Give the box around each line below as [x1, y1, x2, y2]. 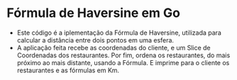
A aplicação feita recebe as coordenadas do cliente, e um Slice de [16, 43, 211, 52]
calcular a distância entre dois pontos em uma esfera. [16, 35, 175, 44]
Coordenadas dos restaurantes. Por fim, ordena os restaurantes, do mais [16, 51, 231, 59]
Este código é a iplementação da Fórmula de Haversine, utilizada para [16, 28, 221, 37]
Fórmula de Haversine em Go [6, 5, 180, 21]
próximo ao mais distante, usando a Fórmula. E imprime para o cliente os [16, 58, 230, 67]
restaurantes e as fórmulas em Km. [16, 66, 120, 74]
